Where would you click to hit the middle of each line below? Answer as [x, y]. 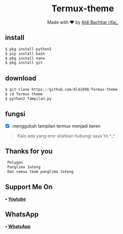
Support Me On [29, 187]
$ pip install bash [25, 54]
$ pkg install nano [25, 58]
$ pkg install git [24, 63]
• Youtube [15, 199]
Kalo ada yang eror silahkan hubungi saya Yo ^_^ [66, 135]
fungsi [15, 114]
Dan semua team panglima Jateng [40, 172]
